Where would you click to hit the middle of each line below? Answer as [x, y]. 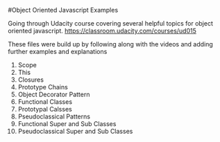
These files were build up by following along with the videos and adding [111, 44]
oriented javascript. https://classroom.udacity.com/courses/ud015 [102, 31]
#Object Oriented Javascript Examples [63, 10]
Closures [31, 80]
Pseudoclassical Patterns [54, 116]
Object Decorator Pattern [54, 94]
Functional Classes [45, 102]
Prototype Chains [43, 87]
